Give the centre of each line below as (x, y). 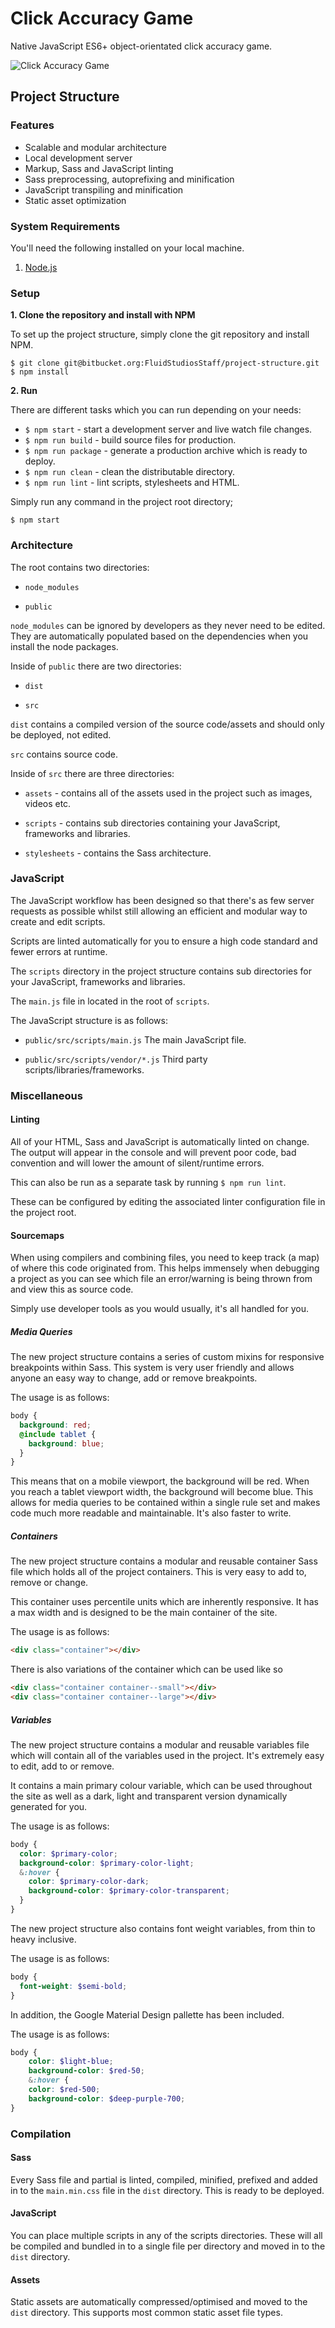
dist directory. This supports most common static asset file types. (146, 2313)
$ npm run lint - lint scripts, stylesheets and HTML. (132, 483)
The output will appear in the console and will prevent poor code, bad (153, 1152)
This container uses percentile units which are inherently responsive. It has (164, 1602)
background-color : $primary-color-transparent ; (129, 1891)
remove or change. (49, 1583)
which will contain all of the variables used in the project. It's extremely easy (167, 1755)
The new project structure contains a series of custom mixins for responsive (167, 1357)
